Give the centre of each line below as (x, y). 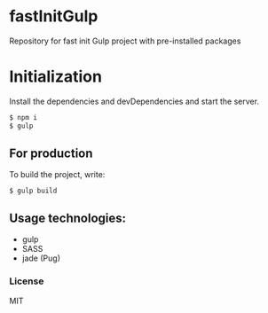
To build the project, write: (57, 175)
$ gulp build (33, 191)
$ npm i (24, 117)
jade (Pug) (41, 258)
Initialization (55, 77)
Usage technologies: (68, 218)
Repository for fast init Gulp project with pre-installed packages (125, 41)
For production (51, 154)
